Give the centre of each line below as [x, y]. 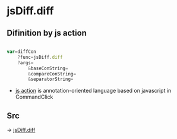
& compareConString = [52, 74]
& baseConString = [48, 68]
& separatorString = [51, 79]
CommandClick [34, 97]
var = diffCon [21, 52]
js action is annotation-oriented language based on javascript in [93, 91]
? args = [26, 63]
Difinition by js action [47, 33]
